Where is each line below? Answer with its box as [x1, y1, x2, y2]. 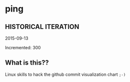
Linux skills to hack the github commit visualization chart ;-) [5, 71, 126, 77]
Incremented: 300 [5, 45, 41, 50]
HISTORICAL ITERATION [5, 23, 80, 31]
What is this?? [5, 59, 49, 67]
